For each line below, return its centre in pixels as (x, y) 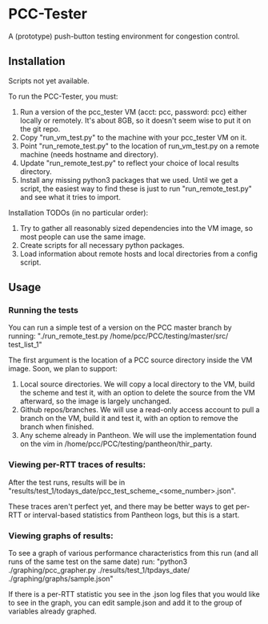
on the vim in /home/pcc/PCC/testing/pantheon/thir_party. (116, 444)
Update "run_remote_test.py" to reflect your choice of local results (129, 163)
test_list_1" (25, 345)
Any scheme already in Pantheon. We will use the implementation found (138, 436)
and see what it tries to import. (70, 197)
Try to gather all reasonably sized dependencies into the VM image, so (136, 228)
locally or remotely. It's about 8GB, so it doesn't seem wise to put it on (136, 120)
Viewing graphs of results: (61, 536)
